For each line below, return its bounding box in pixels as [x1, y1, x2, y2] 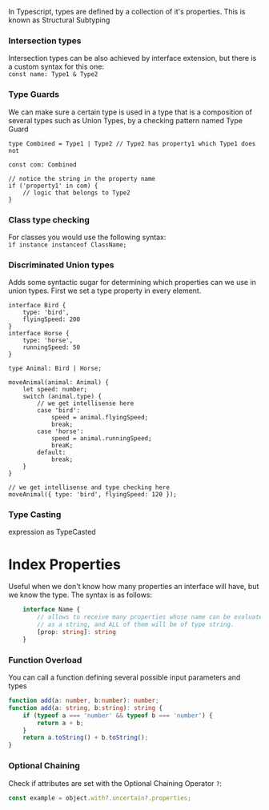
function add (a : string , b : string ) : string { [8, 704, 163, 712]
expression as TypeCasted [8, 527, 96, 537]
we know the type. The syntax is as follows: [8, 590, 153, 599]
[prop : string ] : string [37, 628, 116, 636]
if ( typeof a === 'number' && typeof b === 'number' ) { [22, 712, 214, 720]
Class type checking [8, 214, 90, 225]
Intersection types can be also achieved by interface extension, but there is [8, 54, 257, 63]
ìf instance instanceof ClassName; [8, 240, 127, 249]
